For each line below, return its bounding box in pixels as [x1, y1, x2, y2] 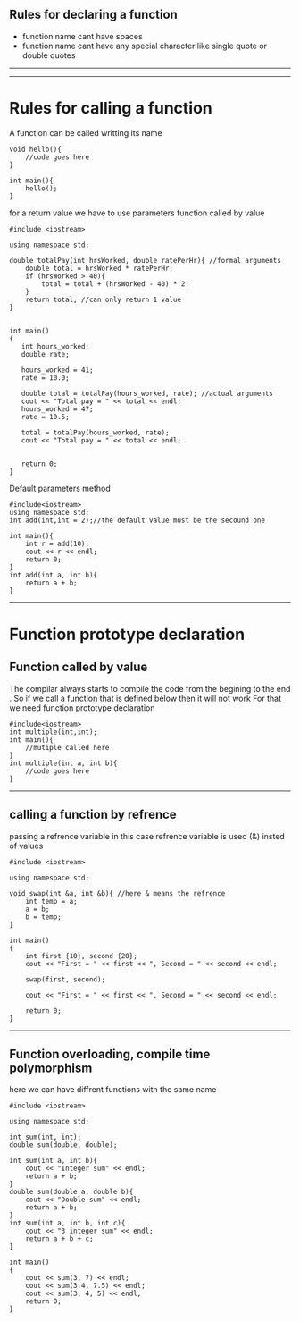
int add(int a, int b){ [9, 570, 98, 579]
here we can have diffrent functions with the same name [9, 1084, 217, 1095]
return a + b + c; [25, 1234, 94, 1243]
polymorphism [9, 1060, 93, 1075]
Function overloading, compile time [9, 1046, 211, 1062]
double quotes [21, 49, 76, 61]
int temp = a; [25, 897, 78, 905]
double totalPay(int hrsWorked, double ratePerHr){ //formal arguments [9, 256, 281, 265]
